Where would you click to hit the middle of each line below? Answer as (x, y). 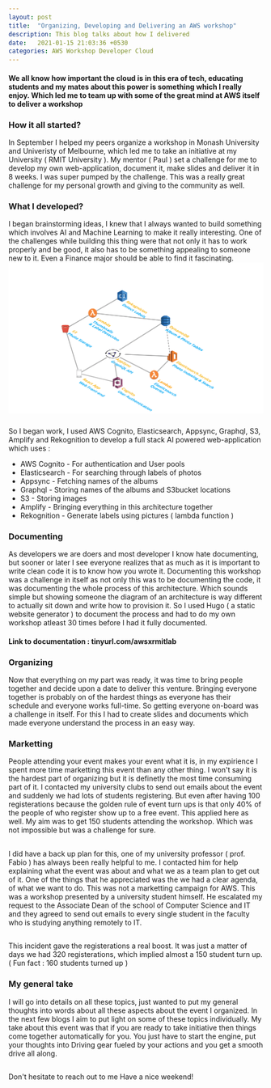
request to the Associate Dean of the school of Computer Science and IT (129, 905)
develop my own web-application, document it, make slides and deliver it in (134, 168)
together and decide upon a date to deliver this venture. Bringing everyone (133, 688)
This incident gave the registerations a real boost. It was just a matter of (128, 946)
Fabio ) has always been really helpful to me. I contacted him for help (123, 862)
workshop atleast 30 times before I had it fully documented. (108, 623)
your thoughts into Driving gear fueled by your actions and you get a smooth (136, 1044)
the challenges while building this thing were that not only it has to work (128, 241)
